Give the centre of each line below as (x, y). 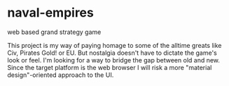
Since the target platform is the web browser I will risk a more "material (110, 67)
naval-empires (51, 13)
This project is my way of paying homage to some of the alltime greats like (114, 45)
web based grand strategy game (54, 32)
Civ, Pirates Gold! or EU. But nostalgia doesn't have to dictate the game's (112, 53)
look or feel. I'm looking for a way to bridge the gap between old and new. (114, 60)
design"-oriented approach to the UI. (61, 75)
